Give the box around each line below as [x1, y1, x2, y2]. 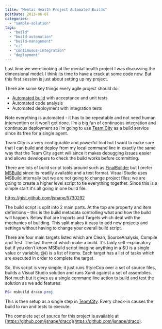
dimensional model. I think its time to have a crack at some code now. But [5, 71, 152, 77]
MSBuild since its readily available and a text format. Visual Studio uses [5, 170, 147, 176]
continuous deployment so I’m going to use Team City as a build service [5, 125, 149, 131]
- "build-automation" [9, 35, 53, 39]
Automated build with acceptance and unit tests [12, 95, 108, 101]
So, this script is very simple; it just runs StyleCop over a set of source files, [5, 265, 156, 271]
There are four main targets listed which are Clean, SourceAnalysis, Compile [5, 234, 158, 240]
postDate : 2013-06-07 [5, 12, 49, 17]
